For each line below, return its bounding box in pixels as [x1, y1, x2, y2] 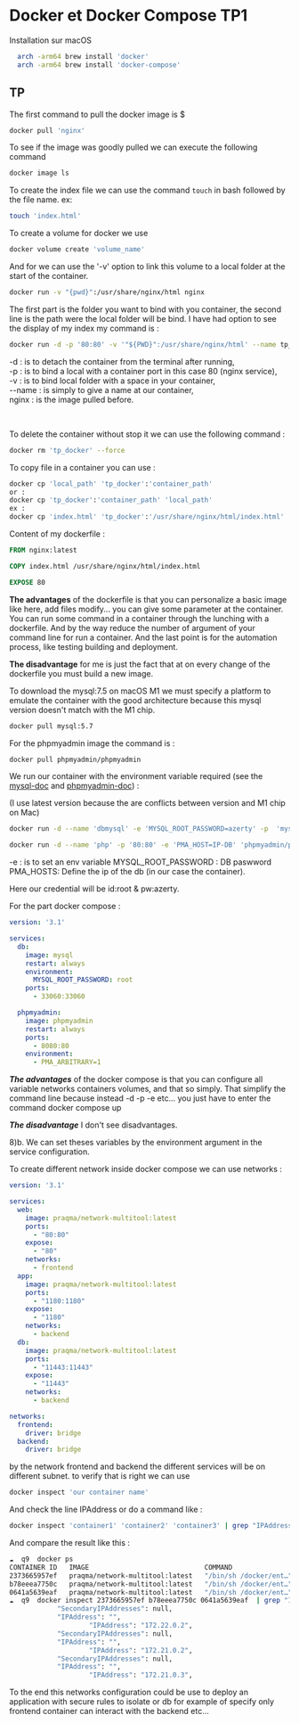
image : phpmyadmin [25, 1016, 93, 1025]
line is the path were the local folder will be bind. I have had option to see [9, 313, 278, 324]
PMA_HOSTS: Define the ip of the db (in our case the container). [9, 866, 246, 877]
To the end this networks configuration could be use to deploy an [9, 1686, 249, 1698]
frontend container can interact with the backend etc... [9, 1706, 209, 1717]
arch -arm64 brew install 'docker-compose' [17, 60, 181, 70]
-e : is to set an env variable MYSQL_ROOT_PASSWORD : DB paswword [9, 857, 272, 867]
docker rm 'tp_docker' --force [9, 446, 125, 455]
